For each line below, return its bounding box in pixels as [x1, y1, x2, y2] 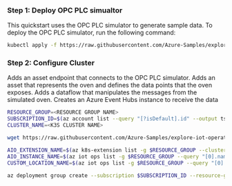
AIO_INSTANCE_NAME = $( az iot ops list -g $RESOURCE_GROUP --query [7, 153, 199, 160]
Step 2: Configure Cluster [7, 58, 95, 68]
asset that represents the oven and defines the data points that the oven [7, 81, 213, 90]
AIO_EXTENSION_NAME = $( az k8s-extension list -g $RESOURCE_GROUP [7, 147, 196, 154]
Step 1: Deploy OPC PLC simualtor [7, 6, 123, 15]
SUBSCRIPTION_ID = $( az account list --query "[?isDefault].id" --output [7, 116, 217, 123]
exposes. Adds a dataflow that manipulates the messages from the [7, 88, 197, 96]
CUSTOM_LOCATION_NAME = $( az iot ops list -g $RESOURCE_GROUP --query [7, 159, 209, 167]
